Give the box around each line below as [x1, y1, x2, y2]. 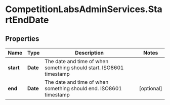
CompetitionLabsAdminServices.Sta [5, 4, 163, 15]
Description [75, 49, 104, 56]
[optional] [139, 85, 162, 92]
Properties [5, 34, 39, 43]
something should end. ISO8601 [45, 85, 122, 92]
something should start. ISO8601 [45, 64, 124, 71]
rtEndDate [5, 14, 49, 26]
